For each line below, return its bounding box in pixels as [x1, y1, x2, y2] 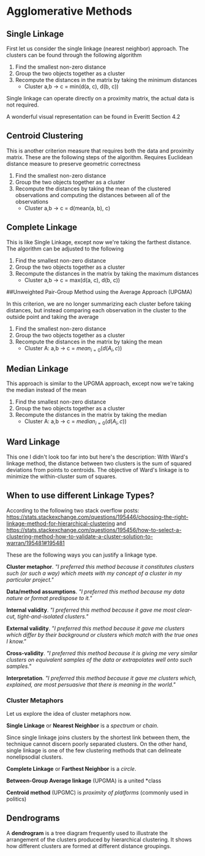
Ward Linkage [6, 437, 60, 448]
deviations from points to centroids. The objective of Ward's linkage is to [6, 466, 190, 473]
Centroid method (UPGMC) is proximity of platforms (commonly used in [6, 789, 188, 796]
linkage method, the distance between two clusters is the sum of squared [6, 459, 192, 467]
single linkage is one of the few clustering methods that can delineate [6, 746, 182, 754]
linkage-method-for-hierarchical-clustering [6, 519, 115, 527]
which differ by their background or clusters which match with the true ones [6, 631, 198, 638]
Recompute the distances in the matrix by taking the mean [15, 338, 163, 345]
